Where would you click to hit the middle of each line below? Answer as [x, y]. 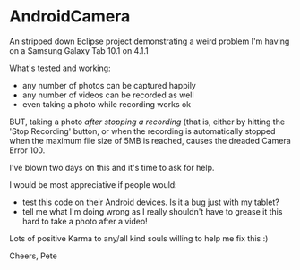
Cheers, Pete [34, 256]
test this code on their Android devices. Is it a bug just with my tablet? [150, 202]
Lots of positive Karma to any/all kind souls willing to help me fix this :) [139, 238]
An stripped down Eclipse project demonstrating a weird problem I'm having [150, 41]
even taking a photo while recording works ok [107, 104]
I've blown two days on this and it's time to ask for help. [112, 167]
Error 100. [27, 150]
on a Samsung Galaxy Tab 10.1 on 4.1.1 [79, 50]
